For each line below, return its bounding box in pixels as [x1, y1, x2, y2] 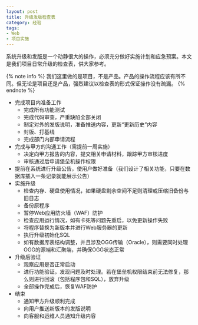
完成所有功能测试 [23, 107, 65, 113]
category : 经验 [6, 19, 42, 25]
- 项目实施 [6, 36, 29, 42]
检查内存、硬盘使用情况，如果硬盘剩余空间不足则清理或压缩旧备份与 [23, 187, 189, 194]
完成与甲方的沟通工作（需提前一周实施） [14, 143, 113, 150]
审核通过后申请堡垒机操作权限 [23, 158, 96, 165]
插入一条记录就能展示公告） [25, 173, 93, 180]
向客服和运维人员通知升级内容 [23, 313, 96, 319]
